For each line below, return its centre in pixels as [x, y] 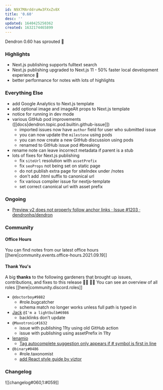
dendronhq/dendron [32, 215]
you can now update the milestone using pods [66, 135]
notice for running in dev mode [43, 114]
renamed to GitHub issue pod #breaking [59, 145]
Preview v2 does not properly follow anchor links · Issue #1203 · [76, 210]
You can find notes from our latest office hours [52, 250]
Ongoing [16, 199]
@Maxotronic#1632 [30, 323]
